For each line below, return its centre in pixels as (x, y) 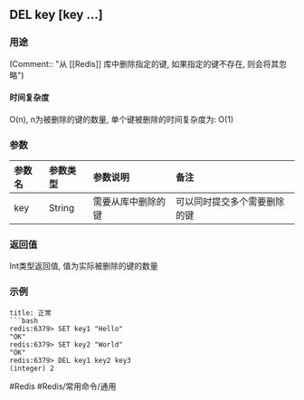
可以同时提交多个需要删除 (230, 202)
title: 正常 (30, 313)
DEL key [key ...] (56, 15)
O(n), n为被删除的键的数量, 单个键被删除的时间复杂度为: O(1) (121, 119)
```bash (24, 320)
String (62, 208)
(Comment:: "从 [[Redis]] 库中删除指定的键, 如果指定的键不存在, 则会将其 (144, 63)
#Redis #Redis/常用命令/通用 (63, 386)
